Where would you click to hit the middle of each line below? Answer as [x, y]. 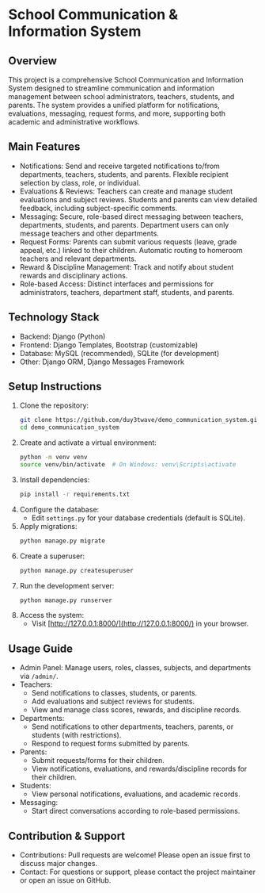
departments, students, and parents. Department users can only [124, 224]
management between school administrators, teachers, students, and [121, 96]
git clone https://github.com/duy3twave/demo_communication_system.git [140, 420]
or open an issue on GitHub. [65, 880]
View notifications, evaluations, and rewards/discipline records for [139, 769]
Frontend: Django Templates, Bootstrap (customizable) [109, 345]
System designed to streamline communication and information [112, 88]
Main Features [44, 147]
